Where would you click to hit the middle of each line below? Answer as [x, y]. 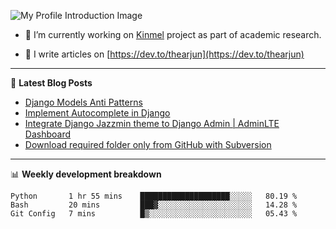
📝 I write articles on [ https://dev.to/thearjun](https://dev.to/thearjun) [164, 54]
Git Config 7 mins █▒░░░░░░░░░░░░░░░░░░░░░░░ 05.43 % [154, 214]
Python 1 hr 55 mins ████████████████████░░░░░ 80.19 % [154, 196]
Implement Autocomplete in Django [97, 113]
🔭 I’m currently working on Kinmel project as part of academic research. [173, 34]
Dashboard [48, 134]
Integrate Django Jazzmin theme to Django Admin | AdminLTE [152, 123]
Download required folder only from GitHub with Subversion [148, 144]
